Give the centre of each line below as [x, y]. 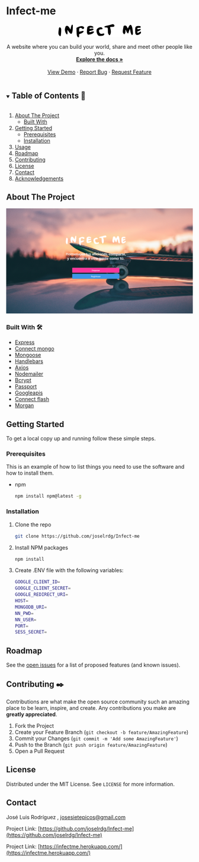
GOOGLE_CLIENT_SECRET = [43, 588]
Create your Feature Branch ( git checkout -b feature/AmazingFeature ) [102, 732]
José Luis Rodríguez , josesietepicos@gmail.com [66, 817]
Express [25, 342]
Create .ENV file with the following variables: [69, 570]
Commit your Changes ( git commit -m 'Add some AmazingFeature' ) [97, 738]
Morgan [24, 406]
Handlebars [29, 361]
